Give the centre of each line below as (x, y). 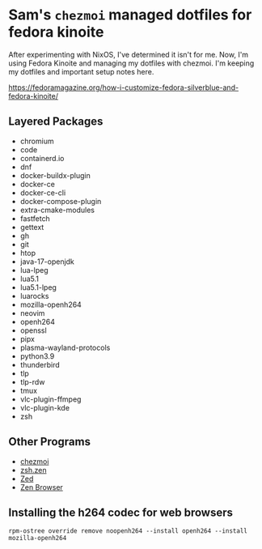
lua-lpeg (34, 270)
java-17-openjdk (47, 262)
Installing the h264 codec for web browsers (120, 512)
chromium (37, 141)
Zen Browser (41, 487)
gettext (32, 227)
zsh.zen (33, 470)
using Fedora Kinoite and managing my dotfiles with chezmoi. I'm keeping (131, 63)
